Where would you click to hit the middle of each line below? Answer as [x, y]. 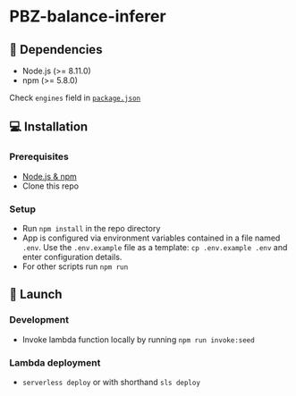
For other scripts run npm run [75, 266]
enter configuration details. [72, 257]
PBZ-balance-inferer [88, 17]
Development [39, 320]
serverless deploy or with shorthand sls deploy [111, 382]
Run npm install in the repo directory [91, 228]
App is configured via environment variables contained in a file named [151, 238]
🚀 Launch [36, 295]
